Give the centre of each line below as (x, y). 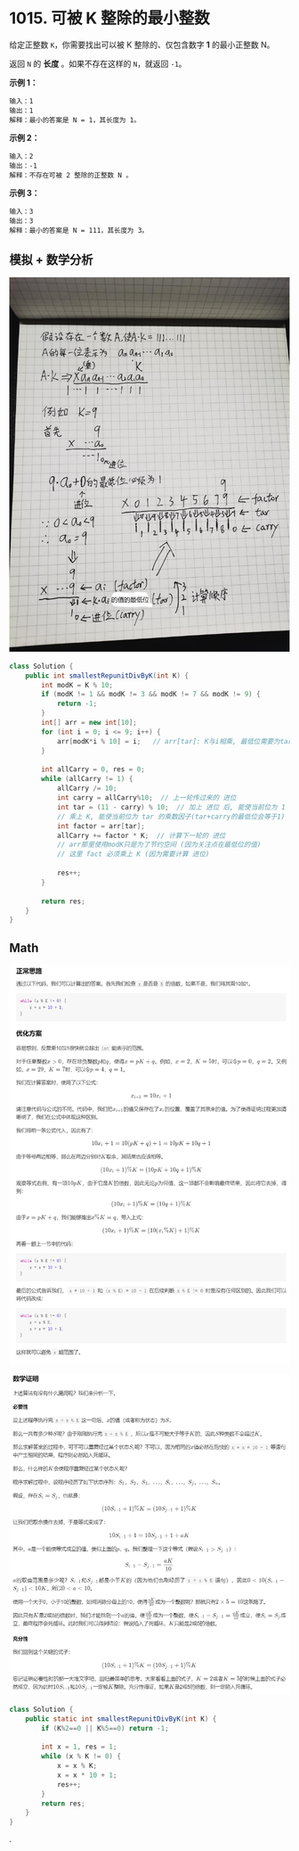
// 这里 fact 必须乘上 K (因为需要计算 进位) (133, 854)
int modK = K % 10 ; (77, 685)
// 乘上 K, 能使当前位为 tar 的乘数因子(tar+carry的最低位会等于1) (171, 817)
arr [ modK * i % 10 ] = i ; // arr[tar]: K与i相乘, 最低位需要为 (168, 741)
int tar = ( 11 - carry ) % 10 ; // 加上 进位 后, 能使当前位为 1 (171, 807)
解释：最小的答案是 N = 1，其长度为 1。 (75, 120)
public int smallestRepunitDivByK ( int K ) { (107, 675)
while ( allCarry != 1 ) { (87, 779)
